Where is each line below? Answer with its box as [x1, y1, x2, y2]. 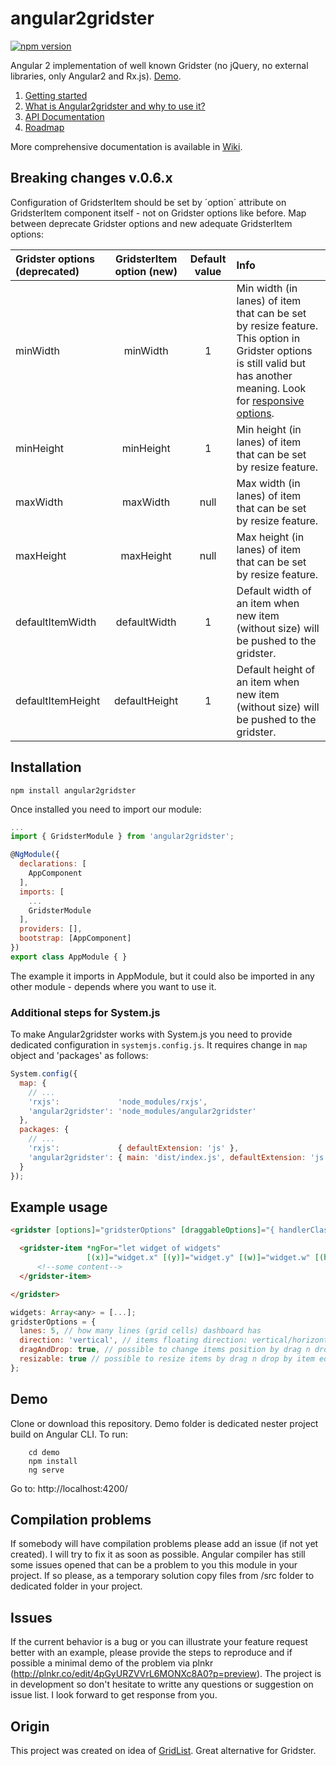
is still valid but [236, 356, 307, 370]
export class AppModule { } [10, 952, 128, 962]
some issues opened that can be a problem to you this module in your [10, 1559, 298, 1571]
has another [236, 368, 293, 382]
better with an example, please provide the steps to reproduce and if [10, 1647, 293, 1659]
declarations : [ [19, 859, 87, 869]
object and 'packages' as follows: [10, 1050, 149, 1062]
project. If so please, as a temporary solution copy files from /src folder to [10, 1570, 315, 1582]
